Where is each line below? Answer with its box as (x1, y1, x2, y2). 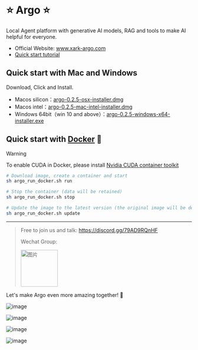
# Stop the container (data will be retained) (6, 189, 123, 195)
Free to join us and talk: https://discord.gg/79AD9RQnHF (20, 226, 158, 233)
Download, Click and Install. (6, 84, 74, 91)
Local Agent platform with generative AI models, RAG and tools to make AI (6, 27, 186, 34)
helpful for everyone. (6, 33, 57, 40)
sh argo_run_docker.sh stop (6, 194, 75, 200)
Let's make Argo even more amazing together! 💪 (6, 291, 124, 298)
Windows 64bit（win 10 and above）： (14, 110, 107, 117)
